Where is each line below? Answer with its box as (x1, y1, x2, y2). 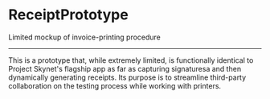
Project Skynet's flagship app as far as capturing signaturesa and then (8, 64, 242, 73)
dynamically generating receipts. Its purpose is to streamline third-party (8, 72, 247, 82)
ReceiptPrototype (8, 6, 129, 24)
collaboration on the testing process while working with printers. (8, 80, 222, 90)
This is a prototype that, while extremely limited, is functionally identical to (8, 55, 254, 65)
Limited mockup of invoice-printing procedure (8, 32, 161, 42)
